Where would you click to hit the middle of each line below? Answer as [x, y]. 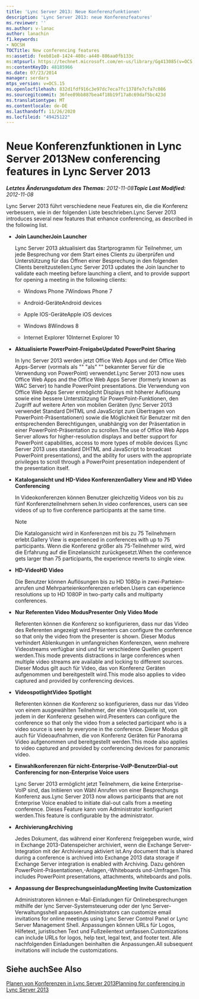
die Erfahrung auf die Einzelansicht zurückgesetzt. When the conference [103, 552]
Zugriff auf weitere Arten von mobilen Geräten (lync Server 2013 [93, 405]
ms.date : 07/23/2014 [32, 73]
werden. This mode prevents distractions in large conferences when [97, 655]
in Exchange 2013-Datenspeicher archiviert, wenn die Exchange [93, 845]
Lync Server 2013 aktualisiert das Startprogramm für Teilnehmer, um [98, 248]
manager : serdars [28, 78]
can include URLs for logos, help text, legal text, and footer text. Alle [98, 938]
